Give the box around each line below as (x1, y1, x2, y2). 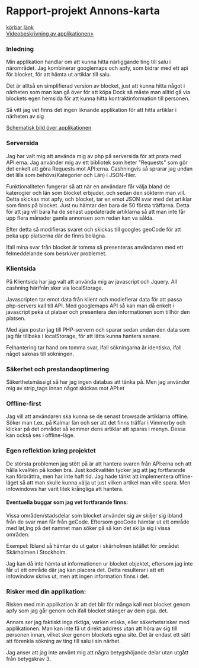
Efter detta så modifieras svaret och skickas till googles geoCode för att (6, 226, 181, 233)
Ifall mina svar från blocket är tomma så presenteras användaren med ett (6, 243, 184, 250)
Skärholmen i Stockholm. (6, 548, 67, 555)
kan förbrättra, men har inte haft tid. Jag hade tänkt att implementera (6, 473, 174, 480)
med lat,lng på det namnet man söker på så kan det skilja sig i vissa (6, 524, 171, 531)
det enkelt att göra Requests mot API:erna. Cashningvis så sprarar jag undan (6, 165, 193, 172)
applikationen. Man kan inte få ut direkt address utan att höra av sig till (6, 625, 178, 632)
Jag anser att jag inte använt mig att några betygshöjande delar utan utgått (6, 649, 189, 656)
